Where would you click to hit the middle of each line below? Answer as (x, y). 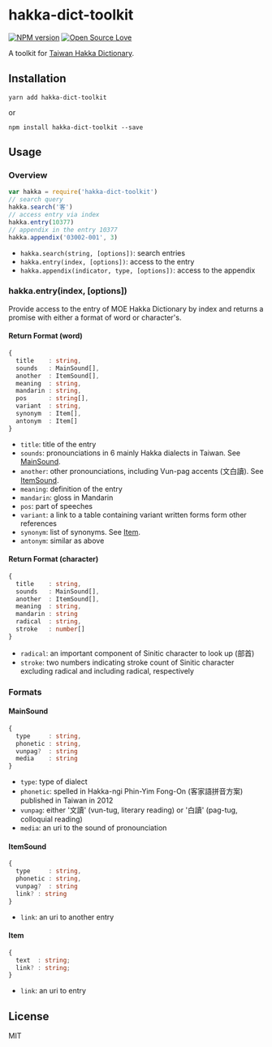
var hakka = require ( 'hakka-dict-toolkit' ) (83, 192)
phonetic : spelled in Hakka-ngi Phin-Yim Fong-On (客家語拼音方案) (132, 791)
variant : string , (49, 406)
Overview (28, 175)
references (38, 523)
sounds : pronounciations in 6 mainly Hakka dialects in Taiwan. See (130, 453)
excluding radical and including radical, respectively (107, 670)
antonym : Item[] (47, 421)
